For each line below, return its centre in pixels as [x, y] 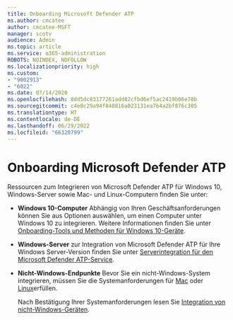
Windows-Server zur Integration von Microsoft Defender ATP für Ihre [119, 244]
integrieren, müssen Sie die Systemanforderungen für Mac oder [110, 281]
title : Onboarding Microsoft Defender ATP [71, 14]
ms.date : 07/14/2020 [38, 93]
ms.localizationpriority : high [53, 67]
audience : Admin [31, 40]
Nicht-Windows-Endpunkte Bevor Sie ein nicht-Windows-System [114, 273]
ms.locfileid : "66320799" [45, 132]
